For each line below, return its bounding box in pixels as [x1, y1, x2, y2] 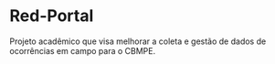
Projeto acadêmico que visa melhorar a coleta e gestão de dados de [9, 36, 267, 47]
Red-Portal [9, 5, 94, 27]
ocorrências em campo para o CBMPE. [9, 45, 156, 56]
